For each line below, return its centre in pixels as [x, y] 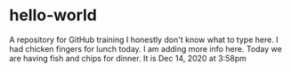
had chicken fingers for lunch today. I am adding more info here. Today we [145, 48]
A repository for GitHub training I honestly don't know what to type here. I [144, 40]
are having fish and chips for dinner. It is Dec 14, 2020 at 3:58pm [128, 58]
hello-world [53, 15]
